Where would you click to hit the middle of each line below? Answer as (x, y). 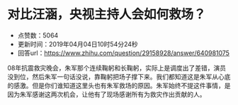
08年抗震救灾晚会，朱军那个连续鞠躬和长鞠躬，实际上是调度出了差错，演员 (117, 68)
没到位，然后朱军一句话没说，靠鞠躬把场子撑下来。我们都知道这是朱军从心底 (119, 76)
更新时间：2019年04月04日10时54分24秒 (78, 44)
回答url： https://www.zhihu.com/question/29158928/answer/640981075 (124, 53)
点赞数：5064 (38, 35)
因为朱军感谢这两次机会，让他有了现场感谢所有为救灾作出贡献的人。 (107, 94)
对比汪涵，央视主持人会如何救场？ (107, 14)
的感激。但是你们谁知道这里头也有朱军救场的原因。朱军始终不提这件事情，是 (119, 85)
